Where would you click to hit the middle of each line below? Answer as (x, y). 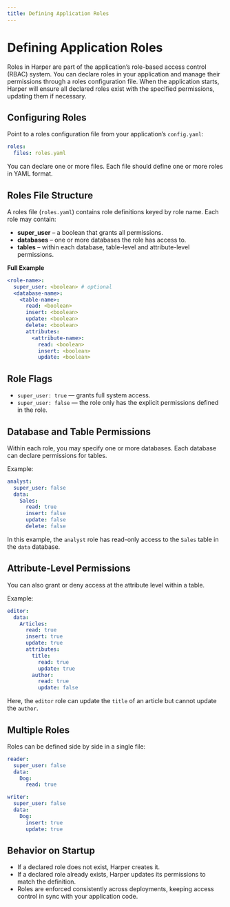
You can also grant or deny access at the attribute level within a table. (106, 585)
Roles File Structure (50, 195)
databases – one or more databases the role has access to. (102, 240)
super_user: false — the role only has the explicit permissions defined (118, 403)
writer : (18, 797)
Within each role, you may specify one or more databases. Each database (112, 448)
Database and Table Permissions (79, 431)
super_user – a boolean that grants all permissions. (90, 232)
